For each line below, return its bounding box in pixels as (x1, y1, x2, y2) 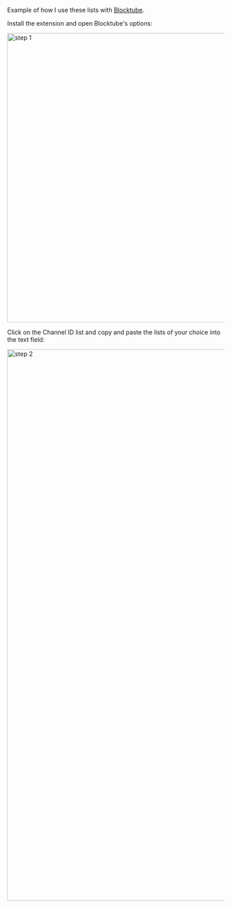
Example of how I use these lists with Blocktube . (7, 6, 145, 14)
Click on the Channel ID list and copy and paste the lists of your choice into (7, 328, 221, 336)
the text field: (7, 336, 45, 343)
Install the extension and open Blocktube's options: (7, 19, 153, 27)
